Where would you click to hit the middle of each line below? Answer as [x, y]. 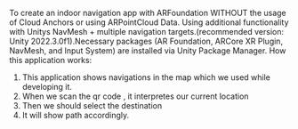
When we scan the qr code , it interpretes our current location [135, 96]
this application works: [51, 60]
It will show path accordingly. [76, 115]
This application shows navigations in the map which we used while [146, 77]
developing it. [47, 87]
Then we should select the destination [92, 105]
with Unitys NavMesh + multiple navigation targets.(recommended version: [147, 32]
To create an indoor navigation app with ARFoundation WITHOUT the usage [148, 13]
